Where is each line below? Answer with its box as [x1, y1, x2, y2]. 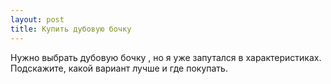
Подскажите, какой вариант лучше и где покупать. [10, 62, 228, 74]
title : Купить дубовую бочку [10, 24, 132, 34]
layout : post [10, 14, 65, 25]
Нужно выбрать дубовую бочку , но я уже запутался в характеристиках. [10, 51, 322, 63]
